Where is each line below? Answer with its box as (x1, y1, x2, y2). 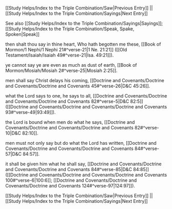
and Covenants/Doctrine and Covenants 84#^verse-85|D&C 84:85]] (5, 166, 149, 172)
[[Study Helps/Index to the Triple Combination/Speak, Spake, (5, 26, 135, 32)
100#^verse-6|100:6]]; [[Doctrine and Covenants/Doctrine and (5, 177, 137, 183)
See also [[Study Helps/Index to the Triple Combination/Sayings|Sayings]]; (5, 21, 163, 26)
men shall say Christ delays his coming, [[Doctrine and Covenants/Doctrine (5, 78, 164, 83)
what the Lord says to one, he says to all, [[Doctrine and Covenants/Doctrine (5, 93, 167, 99)
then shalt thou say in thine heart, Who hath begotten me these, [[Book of (5, 41, 161, 47)
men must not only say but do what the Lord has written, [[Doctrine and (5, 140, 157, 146)
